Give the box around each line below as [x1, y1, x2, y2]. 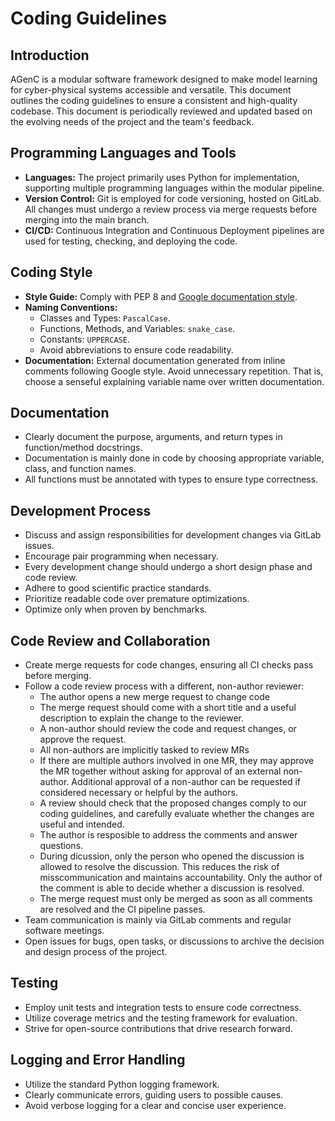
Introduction [10, 47, 90, 64]
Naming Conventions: [24, 301, 118, 313]
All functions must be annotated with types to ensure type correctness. [24, 473, 319, 486]
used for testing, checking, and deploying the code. [24, 235, 238, 247]
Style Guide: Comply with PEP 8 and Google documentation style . [24, 290, 298, 302]
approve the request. [39, 733, 127, 746]
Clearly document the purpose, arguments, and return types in [24, 431, 283, 443]
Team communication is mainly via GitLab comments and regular [24, 914, 292, 926]
